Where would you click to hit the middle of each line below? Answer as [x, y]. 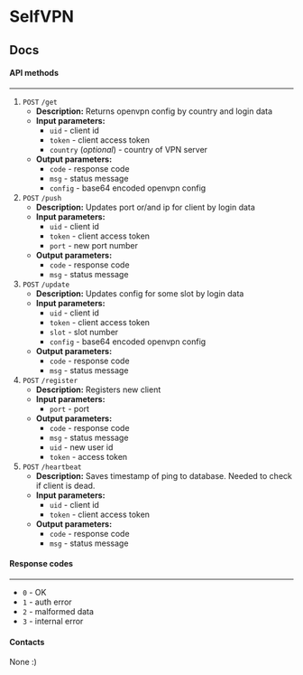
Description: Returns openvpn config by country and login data [154, 111]
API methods [34, 73]
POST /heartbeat [52, 467]
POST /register [50, 380]
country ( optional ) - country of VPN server [129, 149]
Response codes [41, 564]
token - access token [88, 456]
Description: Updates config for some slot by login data [140, 293]
